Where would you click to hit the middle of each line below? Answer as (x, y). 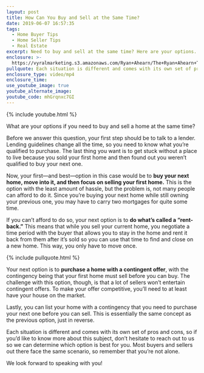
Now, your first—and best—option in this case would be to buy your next (98, 176)
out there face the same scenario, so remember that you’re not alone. (93, 351)
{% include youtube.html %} (42, 114)
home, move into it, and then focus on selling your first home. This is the (99, 182)
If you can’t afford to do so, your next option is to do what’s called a (91, 219)
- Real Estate (29, 46)
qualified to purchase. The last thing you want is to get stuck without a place (102, 151)
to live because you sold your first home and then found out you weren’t (97, 157)
